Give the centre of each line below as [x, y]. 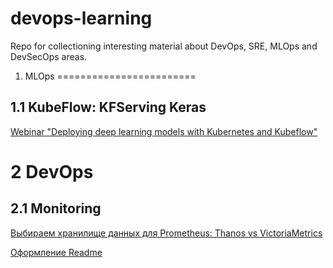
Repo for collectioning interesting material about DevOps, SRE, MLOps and [164, 46]
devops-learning [81, 18]
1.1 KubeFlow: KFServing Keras [108, 107]
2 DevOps [52, 171]
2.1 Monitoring [56, 208]
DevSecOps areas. [49, 56]
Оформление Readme [56, 252]
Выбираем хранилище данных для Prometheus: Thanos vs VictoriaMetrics [166, 233]
